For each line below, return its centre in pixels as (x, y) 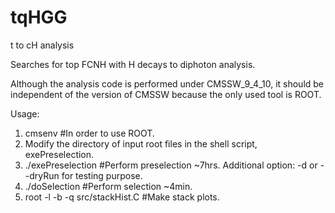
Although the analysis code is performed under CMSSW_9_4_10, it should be (167, 83)
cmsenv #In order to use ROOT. (89, 133)
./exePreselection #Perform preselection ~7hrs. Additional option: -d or (171, 165)
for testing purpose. (102, 175)
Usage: (25, 113)
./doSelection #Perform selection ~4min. (108, 186)
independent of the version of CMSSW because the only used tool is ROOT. (166, 94)
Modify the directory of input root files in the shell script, (141, 143)
